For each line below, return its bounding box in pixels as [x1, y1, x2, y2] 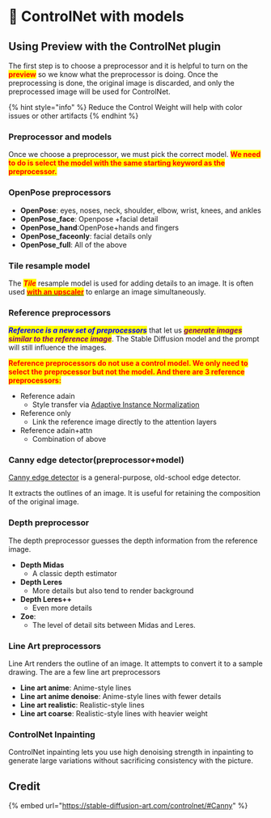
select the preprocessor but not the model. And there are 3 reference [8, 367, 245, 377]
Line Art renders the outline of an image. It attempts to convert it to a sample [8, 659, 263, 668]
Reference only [19, 409, 71, 418]
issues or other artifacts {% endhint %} [8, 111, 139, 121]
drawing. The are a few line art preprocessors [8, 668, 161, 677]
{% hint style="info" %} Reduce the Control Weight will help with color [8, 103, 243, 112]
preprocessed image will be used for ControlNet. [8, 87, 171, 96]
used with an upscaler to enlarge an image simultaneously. [8, 286, 206, 296]
